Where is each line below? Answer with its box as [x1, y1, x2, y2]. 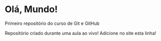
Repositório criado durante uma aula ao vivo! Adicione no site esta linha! [5, 30, 156, 36]
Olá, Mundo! [5, 4, 58, 15]
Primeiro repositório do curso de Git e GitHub [5, 20, 100, 26]
